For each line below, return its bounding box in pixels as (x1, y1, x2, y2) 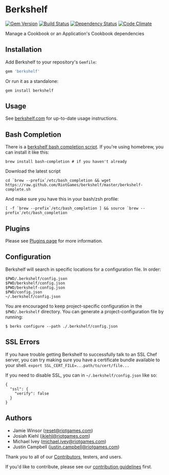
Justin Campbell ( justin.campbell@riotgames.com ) (12, 444, 120, 450)
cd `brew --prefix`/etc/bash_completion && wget (5, 178, 111, 183)
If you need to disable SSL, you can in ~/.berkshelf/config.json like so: (5, 372, 157, 378)
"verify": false (14, 391, 50, 396)
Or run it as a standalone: (5, 78, 59, 84)
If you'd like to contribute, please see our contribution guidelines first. (5, 463, 153, 469)
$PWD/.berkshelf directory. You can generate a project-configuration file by (5, 308, 164, 314)
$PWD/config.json (5, 289, 43, 295)
